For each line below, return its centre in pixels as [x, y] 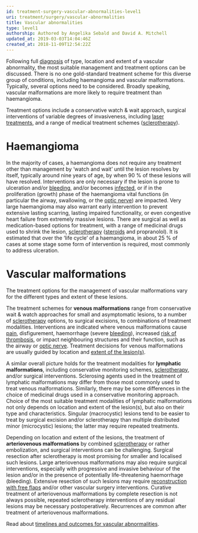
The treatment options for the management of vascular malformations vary [97, 290]
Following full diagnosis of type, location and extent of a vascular [85, 61]
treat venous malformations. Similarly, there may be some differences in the [98, 388]
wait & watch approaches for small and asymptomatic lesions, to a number [97, 314]
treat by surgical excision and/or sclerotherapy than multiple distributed [93, 419]
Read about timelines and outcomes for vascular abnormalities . [83, 524]
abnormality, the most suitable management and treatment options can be [96, 67]
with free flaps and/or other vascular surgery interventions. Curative [89, 487]
